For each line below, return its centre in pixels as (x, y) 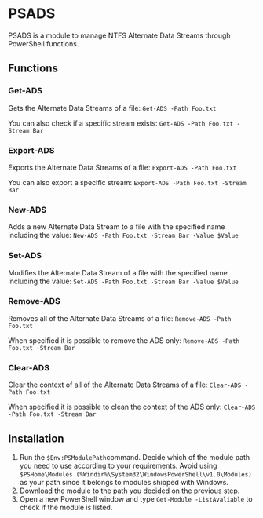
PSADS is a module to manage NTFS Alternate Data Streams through (119, 35)
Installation (36, 438)
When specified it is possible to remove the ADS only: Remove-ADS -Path (124, 340)
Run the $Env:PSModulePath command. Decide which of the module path (135, 457)
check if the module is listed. (66, 507)
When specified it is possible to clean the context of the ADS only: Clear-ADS (132, 407)
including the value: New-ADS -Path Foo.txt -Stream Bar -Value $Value (123, 235)
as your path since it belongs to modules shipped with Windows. (124, 482)
